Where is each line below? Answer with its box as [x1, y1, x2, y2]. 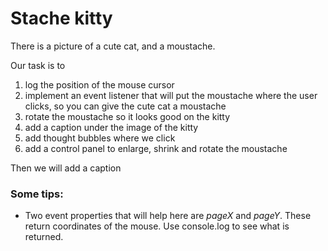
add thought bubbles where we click [24, 132, 176, 144]
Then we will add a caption [10, 162, 122, 174]
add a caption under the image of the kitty [24, 121, 199, 133]
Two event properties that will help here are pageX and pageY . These [24, 210, 312, 222]
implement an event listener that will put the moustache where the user [24, 89, 318, 101]
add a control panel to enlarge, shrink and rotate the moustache [24, 142, 288, 154]
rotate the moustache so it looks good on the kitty [24, 110, 231, 122]
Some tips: [10, 187, 64, 201]
